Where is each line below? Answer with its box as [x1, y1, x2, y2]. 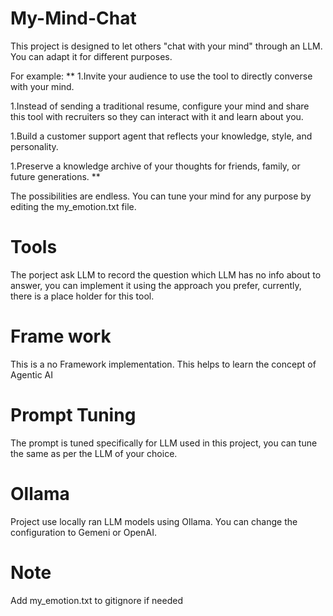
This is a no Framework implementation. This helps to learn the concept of [10, 358, 317, 370]
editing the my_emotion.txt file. [10, 200, 137, 212]
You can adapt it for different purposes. [10, 50, 173, 62]
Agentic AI [10, 368, 54, 381]
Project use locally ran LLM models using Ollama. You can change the [10, 515, 298, 527]
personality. [10, 140, 59, 152]
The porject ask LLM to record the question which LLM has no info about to [10, 268, 322, 281]
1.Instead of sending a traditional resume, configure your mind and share [10, 100, 310, 112]
